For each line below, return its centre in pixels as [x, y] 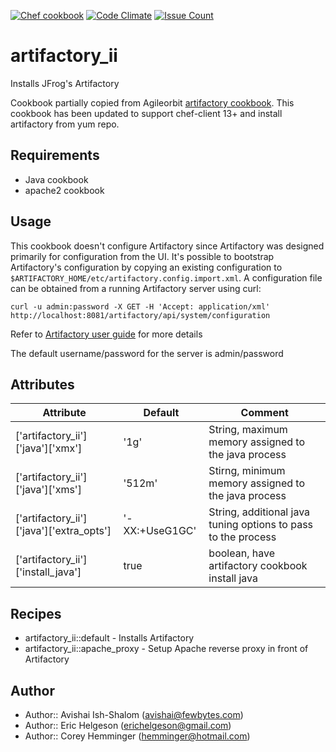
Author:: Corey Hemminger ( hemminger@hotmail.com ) [137, 736]
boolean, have [241, 553]
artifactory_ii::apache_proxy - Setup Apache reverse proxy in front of [166, 649]
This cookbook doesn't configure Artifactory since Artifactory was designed [167, 246]
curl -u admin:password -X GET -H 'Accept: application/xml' [140, 306]
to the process [242, 537]
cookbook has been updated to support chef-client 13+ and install [146, 113]
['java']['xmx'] [49, 448]
